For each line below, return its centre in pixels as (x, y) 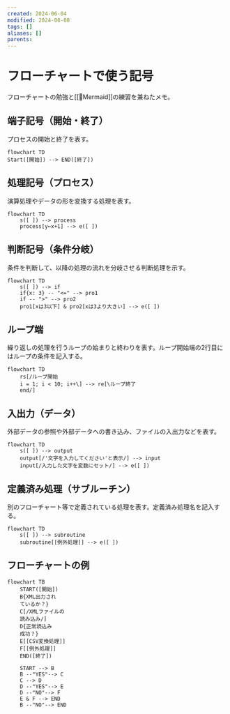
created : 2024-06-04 (37, 14)
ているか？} (34, 604)
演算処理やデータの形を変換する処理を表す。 (71, 201)
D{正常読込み (36, 626)
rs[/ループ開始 (39, 377)
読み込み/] (33, 619)
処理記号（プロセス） (53, 183)
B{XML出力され (38, 597)
